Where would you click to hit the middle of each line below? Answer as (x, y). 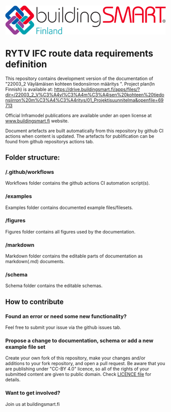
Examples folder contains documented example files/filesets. (69, 208)
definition (26, 64)
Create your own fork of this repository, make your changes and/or (76, 358)
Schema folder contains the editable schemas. (54, 286)
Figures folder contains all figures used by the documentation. (70, 231)
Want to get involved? (33, 393)
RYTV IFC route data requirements (79, 53)
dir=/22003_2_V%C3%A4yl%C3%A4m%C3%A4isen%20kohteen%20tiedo (85, 94)
